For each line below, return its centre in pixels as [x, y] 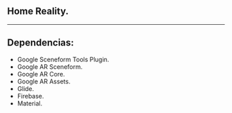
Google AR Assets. [44, 81]
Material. [30, 103]
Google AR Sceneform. [50, 66]
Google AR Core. [41, 74]
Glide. [26, 88]
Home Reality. [38, 11]
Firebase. [30, 96]
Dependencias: [41, 43]
